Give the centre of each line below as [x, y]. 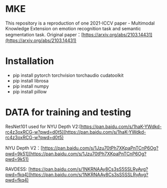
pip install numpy [31, 86]
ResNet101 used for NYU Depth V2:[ [43, 127]
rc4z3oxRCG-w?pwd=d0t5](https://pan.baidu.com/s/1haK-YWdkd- [76, 132]
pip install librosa [30, 80]
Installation [30, 61]
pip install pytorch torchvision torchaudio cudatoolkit [68, 75]
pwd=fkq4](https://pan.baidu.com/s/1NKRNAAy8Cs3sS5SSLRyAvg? [77, 174]
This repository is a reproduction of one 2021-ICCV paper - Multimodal [80, 23]
